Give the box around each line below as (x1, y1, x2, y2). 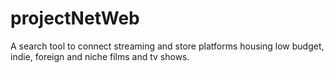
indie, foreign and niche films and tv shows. (10, 50, 190, 62)
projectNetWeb (10, 7, 140, 30)
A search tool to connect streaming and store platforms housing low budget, (10, 40, 325, 52)
